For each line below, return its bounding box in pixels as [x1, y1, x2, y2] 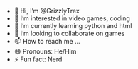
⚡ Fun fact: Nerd [14, 55, 63, 63]
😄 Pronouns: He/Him [14, 47, 77, 56]
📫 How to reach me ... [14, 37, 80, 45]
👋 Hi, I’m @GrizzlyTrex [14, 7, 80, 15]
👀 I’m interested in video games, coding [14, 14, 130, 23]
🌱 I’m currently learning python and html [14, 22, 132, 30]
